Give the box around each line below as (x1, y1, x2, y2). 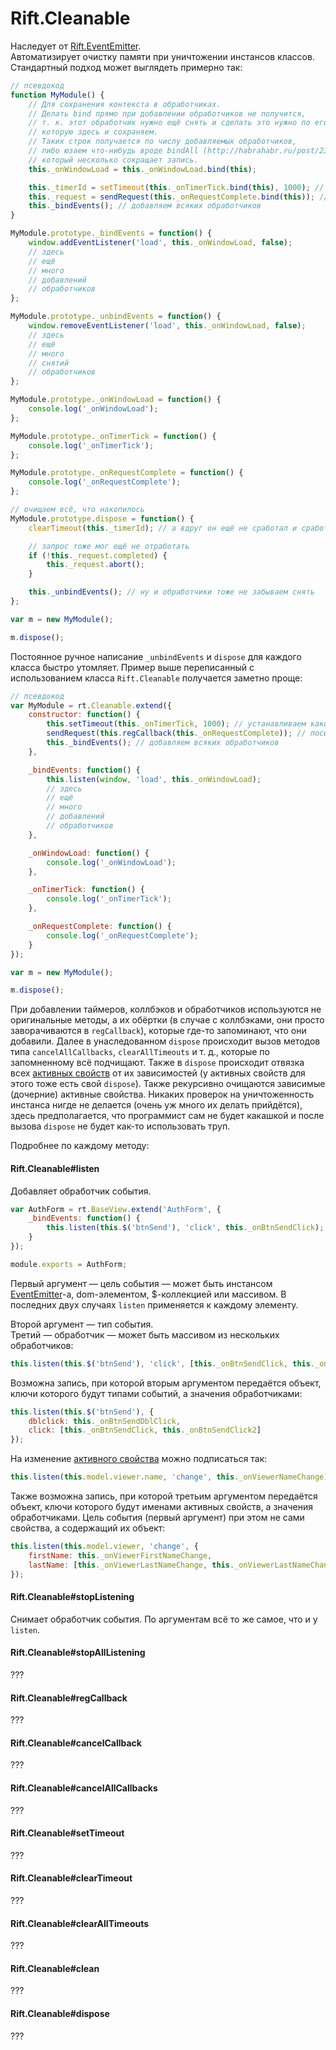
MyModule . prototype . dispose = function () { (10, 513, 195, 524)
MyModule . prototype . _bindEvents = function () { (10, 228, 213, 239)
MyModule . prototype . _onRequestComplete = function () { (10, 468, 244, 478)
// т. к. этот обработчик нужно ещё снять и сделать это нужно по (28, 118, 311, 128)
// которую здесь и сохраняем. (28, 127, 159, 137)
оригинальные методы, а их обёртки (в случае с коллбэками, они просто (10, 1014, 325, 1026)
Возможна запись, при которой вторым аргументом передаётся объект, (10, 1377, 322, 1389)
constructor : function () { (28, 710, 141, 720)
